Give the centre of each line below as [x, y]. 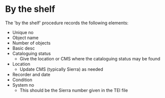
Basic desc [23, 48]
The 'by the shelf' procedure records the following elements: [67, 23]
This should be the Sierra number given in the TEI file [74, 90]
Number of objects [31, 43]
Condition [22, 80]
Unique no [23, 32]
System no [23, 85]
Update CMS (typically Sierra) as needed [62, 69]
